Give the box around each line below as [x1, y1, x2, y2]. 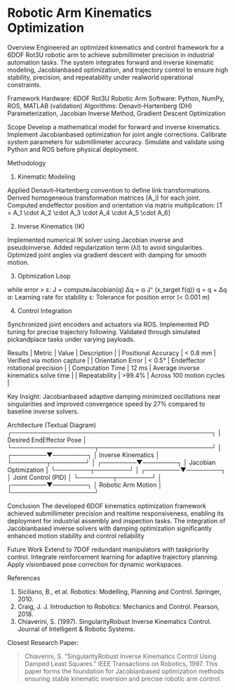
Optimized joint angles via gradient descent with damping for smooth [7, 250, 207, 259]
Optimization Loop [17, 271, 72, 280]
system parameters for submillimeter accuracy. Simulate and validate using [7, 137, 224, 146]
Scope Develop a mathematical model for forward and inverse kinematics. [7, 122, 221, 131]
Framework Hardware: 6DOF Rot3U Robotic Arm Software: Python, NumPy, [7, 94, 225, 103]
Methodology [7, 158, 46, 167]
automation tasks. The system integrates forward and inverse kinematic [7, 58, 215, 66]
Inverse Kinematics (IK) [17, 222, 86, 230]
